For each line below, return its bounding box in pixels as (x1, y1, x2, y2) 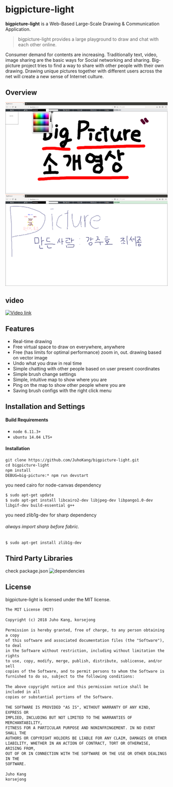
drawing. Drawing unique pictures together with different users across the (5, 68, 162, 74)
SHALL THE (5, 730, 27, 736)
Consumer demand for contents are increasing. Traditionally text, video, (5, 51, 158, 58)
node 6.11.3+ (12, 429, 41, 434)
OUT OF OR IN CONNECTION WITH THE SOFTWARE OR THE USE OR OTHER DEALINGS (5, 751, 167, 756)
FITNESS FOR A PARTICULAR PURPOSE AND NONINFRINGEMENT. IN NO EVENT (5, 725, 155, 730)
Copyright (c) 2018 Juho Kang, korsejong (5, 617, 96, 622)
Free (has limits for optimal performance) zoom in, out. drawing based (12, 349, 162, 355)
